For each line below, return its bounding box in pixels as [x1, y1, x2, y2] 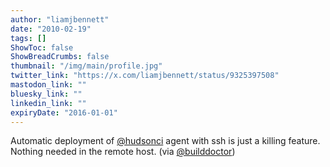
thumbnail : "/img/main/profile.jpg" [10, 61, 163, 71]
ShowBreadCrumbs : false [10, 52, 110, 62]
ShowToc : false [10, 42, 74, 53]
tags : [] [10, 33, 47, 43]
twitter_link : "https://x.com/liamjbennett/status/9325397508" [10, 71, 280, 81]
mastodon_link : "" [10, 80, 87, 90]
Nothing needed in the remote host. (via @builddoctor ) [10, 146, 236, 158]
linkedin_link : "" [10, 98, 87, 108]
